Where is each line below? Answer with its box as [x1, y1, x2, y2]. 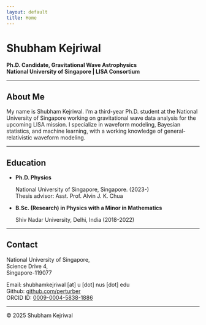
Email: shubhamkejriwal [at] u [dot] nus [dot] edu [6, 281, 130, 288]
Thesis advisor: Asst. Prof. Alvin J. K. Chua [15, 192, 123, 200]
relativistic [6, 134, 32, 141]
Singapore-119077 [6, 268, 52, 276]
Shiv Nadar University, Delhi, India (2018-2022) [15, 216, 135, 224]
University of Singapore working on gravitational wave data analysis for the [6, 114, 196, 122]
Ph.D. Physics [15, 174, 52, 181]
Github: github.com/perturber [6, 287, 81, 295]
